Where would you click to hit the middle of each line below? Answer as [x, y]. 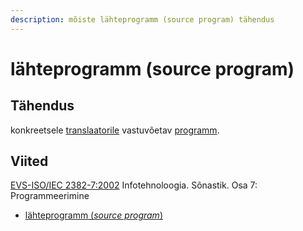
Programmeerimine [50, 196]
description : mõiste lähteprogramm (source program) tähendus [142, 19]
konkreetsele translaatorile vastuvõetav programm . [115, 130]
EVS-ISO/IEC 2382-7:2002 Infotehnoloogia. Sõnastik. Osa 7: [134, 185]
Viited [29, 161]
